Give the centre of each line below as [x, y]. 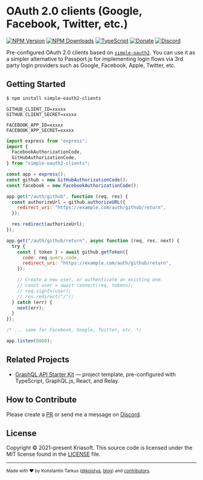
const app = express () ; [36, 174]
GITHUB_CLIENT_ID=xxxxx [36, 109]
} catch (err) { [32, 302]
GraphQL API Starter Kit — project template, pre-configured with [95, 374]
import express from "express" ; [47, 141]
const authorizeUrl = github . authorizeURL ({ [69, 202]
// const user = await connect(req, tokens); [76, 285]
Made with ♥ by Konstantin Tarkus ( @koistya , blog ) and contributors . [79, 471]
